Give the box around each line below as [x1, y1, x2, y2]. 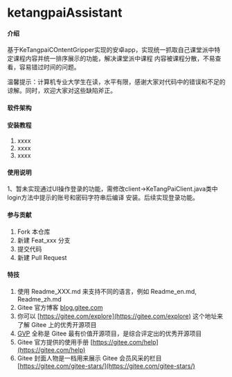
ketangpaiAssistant [7, 5, 123, 21]
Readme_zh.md [17, 295, 62, 303]
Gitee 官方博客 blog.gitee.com [17, 303, 103, 311]
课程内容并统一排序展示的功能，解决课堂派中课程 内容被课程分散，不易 [12, 54, 215, 63]
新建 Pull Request [17, 253, 67, 261]
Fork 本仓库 [17, 227, 51, 236]
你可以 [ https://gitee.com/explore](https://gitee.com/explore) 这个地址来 [17, 312, 224, 320]
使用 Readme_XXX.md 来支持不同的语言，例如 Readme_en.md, [17, 287, 197, 295]
